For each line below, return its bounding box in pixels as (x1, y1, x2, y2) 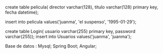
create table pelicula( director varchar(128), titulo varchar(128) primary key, (5, 4, 159, 10)
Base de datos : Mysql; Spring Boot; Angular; (5, 43, 97, 49)
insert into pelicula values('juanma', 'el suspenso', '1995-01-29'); (5, 19, 137, 25)
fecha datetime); (5, 9, 39, 15)
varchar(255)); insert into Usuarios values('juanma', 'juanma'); (5, 34, 132, 39)
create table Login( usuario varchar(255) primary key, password (5, 28, 136, 34)
